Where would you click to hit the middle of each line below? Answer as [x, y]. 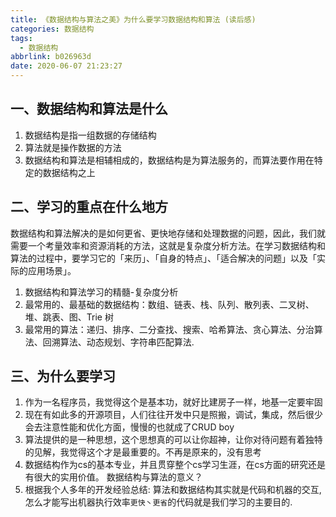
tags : [21, 38]
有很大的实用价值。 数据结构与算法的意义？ [113, 477]
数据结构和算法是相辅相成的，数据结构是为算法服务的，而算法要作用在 [169, 160]
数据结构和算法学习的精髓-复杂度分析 [101, 292]
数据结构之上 [69, 172]
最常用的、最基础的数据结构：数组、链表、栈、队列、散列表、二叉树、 [169, 304]
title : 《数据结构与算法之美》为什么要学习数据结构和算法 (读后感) [133, 19]
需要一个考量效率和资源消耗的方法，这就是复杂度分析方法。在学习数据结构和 [168, 245]
